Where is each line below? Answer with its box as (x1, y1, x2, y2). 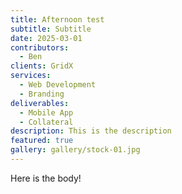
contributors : (10, 42, 70, 53)
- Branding (19, 89, 65, 99)
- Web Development (19, 80, 97, 90)
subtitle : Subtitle (10, 24, 92, 34)
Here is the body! (10, 172, 82, 184)
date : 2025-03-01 (10, 33, 83, 43)
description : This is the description (10, 126, 172, 136)
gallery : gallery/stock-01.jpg (10, 145, 141, 155)
